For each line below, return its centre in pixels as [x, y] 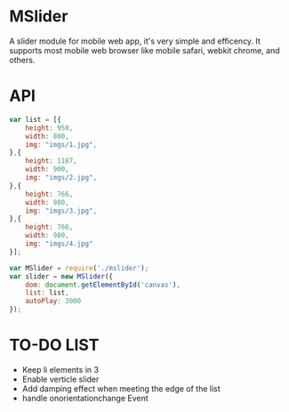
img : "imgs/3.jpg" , [61, 211]
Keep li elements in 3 [60, 369]
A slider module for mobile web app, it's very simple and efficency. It [135, 41]
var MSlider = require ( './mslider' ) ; [79, 268]
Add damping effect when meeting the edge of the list [121, 388]
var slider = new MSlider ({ [61, 276]
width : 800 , [47, 136]
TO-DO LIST [54, 345]
